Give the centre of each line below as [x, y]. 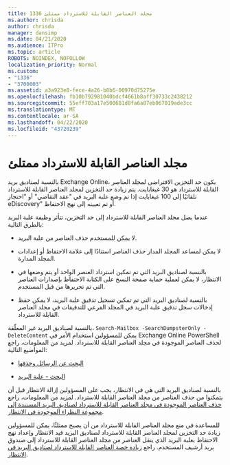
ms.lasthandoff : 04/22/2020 [48, 122]
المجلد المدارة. [36, 258]
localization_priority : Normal [53, 65]
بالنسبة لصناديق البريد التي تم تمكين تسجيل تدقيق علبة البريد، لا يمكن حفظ [112, 300]
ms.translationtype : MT [42, 110]
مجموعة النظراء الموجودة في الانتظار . [56, 412]
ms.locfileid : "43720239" [45, 129]
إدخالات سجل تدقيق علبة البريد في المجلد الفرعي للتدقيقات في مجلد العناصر [115, 307]
